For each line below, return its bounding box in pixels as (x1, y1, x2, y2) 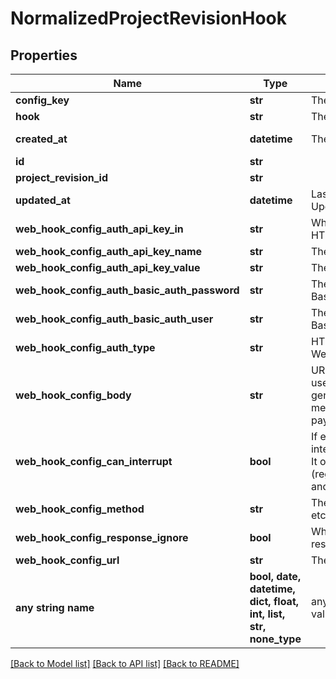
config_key (15, 93, 70, 107)
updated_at (15, 193, 71, 207)
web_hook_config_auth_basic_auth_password (15, 283, 240, 297)
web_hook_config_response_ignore (15, 531, 189, 544)
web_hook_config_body (15, 388, 132, 402)
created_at (15, 132, 68, 146)
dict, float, (249, 595, 300, 608)
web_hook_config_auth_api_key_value (15, 261, 201, 274)
